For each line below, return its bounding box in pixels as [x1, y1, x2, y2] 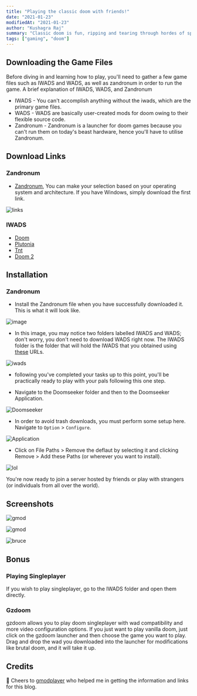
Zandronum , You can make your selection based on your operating [14, 183, 176, 190]
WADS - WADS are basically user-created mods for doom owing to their [14, 109, 189, 116]
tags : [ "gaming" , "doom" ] [6, 36, 69, 42]
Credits [6, 661, 34, 671]
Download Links [6, 151, 66, 161]
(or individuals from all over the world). [6, 482, 100, 489]
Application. [14, 395, 44, 402]
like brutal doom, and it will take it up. [6, 644, 96, 651]
